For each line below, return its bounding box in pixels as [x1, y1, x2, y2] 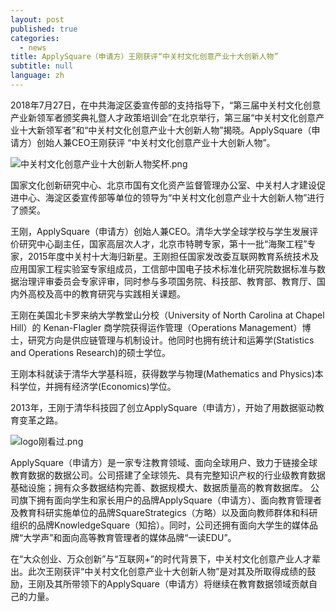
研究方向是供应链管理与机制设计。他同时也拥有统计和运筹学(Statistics [27, 334, 315, 346]
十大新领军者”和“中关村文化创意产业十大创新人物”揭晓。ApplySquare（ [18, 124, 312, 136]
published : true [10, 24, 78, 34]
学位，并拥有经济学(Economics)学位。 [18, 380, 177, 392]
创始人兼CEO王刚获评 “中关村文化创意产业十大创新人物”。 [36, 136, 276, 148]
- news [19, 42, 47, 53]
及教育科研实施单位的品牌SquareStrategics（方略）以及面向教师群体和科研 [10, 506, 318, 518]
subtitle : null [10, 61, 74, 71]
